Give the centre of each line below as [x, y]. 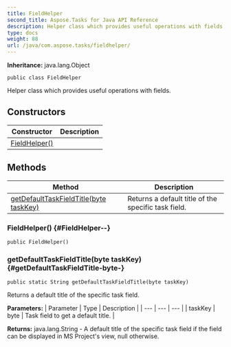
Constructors [36, 112]
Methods [27, 168]
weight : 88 [23, 39]
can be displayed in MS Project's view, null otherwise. [83, 336]
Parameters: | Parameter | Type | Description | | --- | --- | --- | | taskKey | [111, 308]
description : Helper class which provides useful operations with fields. [117, 26]
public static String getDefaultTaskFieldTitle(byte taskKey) [98, 282]
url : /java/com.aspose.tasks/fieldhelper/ [69, 45]
